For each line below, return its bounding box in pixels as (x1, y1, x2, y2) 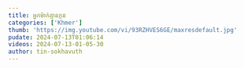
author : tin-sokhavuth (8, 48, 83, 55)
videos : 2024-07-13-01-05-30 (8, 41, 104, 48)
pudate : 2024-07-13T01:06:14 (8, 33, 104, 41)
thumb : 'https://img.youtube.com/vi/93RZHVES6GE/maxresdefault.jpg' (8, 26, 238, 34)
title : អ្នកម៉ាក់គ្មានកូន (8, 11, 67, 20)
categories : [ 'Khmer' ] (8, 19, 83, 27)
